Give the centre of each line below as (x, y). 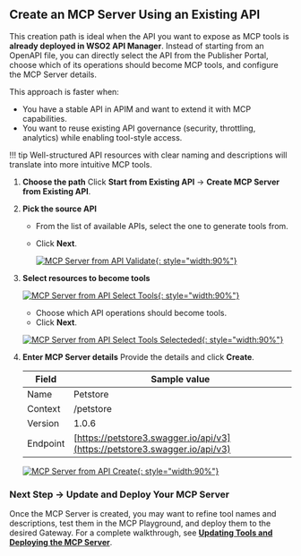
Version (43, 423)
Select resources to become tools (86, 278)
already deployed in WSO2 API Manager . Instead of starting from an (137, 46)
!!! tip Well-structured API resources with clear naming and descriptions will (148, 155)
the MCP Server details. (53, 74)
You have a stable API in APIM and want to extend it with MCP (137, 109)
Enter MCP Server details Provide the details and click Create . (138, 356)
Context (43, 408)
